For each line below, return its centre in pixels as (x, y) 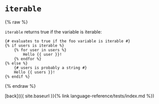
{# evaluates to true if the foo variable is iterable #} (68, 41)
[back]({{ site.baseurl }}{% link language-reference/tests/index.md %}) (79, 96)
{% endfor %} (28, 59)
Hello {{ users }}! (35, 72)
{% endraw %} (20, 86)
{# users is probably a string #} (50, 67)
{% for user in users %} (40, 50)
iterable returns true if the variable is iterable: (54, 31)
